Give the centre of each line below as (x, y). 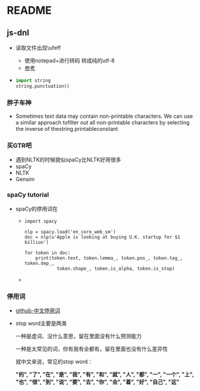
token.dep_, (39, 263)
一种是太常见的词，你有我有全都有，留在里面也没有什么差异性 (92, 348)
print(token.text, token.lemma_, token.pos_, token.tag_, (109, 258)
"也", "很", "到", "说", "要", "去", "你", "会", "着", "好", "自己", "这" (97, 381)
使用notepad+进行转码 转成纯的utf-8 (69, 60)
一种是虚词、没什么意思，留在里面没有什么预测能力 (78, 336)
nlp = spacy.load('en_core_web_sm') (70, 232)
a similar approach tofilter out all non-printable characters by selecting (102, 123)
